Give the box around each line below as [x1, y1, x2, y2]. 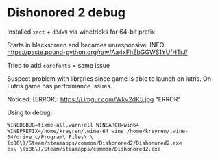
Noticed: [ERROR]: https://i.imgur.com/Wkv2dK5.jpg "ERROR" [7, 95, 182, 103]
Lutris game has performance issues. [7, 82, 112, 90]
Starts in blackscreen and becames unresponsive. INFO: [7, 40, 167, 49]
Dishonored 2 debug [7, 5, 125, 21]
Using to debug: [7, 108, 53, 117]
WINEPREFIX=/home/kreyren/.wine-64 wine [7, 127, 125, 134]
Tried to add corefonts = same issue [7, 61, 110, 69]
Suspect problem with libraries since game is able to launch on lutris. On [7, 74, 212, 83]
